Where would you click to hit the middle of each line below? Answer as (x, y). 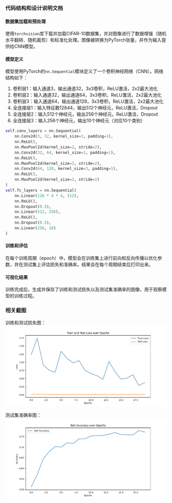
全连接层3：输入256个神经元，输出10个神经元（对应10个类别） (79, 121)
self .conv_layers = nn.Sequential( (43, 131)
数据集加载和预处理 (26, 21)
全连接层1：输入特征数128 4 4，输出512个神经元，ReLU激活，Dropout (85, 108)
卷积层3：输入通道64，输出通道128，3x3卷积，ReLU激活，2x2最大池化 (88, 101)
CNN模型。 (26, 47)
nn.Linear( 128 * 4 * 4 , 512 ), (47, 195)
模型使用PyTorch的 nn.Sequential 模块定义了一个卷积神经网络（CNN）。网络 (84, 71)
